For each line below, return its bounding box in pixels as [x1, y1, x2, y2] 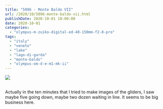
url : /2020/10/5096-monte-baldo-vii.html [5, 12, 91, 17]
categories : [5, 25, 29, 30]
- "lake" [9, 48, 27, 53]
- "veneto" [9, 43, 32, 48]
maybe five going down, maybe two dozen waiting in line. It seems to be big [5, 94, 158, 100]
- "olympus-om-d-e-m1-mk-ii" [9, 61, 69, 66]
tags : [5, 35, 16, 39]
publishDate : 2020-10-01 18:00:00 [5, 16, 76, 21]
